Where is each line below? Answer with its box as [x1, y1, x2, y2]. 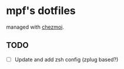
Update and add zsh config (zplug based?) [14, 56, 119, 63]
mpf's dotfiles [6, 4, 76, 18]
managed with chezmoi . [6, 23, 65, 30]
